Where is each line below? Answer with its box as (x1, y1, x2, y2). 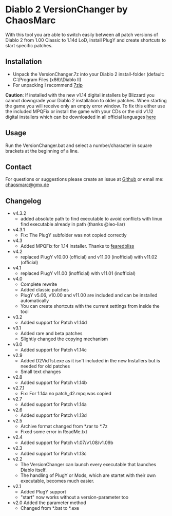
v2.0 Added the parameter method (12, 500, 86, 506)
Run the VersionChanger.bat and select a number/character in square (5, 142, 152, 149)
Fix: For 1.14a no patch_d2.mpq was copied (20, 391, 111, 397)
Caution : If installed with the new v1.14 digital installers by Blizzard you (5, 91, 155, 98)
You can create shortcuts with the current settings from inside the (20, 303, 160, 309)
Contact (5, 162, 32, 171)
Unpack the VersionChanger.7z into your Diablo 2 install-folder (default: (12, 71, 164, 77)
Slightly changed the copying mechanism (20, 336, 108, 342)
